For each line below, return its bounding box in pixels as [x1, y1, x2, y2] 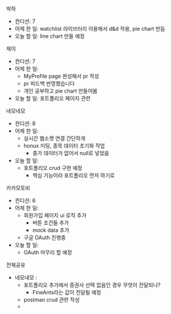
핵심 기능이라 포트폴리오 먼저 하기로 [32, 172, 115, 179]
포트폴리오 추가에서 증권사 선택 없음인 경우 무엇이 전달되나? [23, 281, 161, 289]
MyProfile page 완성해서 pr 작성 [23, 73, 99, 79]
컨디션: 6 [14, 197, 36, 204]
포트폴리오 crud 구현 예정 [23, 165, 83, 171]
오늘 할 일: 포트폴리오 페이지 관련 [14, 95, 91, 102]
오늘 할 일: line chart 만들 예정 [14, 33, 85, 40]
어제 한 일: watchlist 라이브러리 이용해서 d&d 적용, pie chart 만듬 [14, 25, 166, 32]
